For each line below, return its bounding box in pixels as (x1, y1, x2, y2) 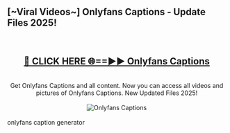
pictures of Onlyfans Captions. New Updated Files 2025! (35, 89, 198, 97)
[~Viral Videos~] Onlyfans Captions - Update (7, 6, 206, 18)
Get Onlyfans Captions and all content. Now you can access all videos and (10, 81, 224, 89)
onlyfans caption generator (7, 118, 85, 126)
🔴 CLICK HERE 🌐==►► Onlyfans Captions (23, 55, 211, 67)
